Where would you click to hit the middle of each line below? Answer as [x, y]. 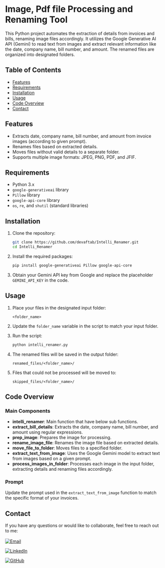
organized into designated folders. [40, 54]
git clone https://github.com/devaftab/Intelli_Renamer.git [75, 242]
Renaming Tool [36, 20]
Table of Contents [33, 70]
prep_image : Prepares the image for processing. [62, 438]
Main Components [28, 411]
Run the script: [27, 335]
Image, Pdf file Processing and [69, 9]
